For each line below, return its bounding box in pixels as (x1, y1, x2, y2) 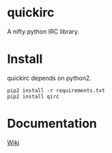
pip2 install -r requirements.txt (7, 87, 106, 94)
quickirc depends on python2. (7, 74, 92, 82)
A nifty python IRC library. (7, 27, 80, 36)
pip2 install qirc (7, 93, 59, 100)
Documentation (7, 116, 98, 131)
